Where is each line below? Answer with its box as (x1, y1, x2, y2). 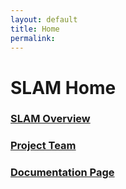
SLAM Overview (10, 112, 91, 126)
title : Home (10, 24, 60, 34)
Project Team (10, 139, 77, 153)
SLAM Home (10, 76, 117, 99)
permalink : (10, 33, 56, 43)
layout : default (10, 14, 78, 25)
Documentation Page (10, 166, 115, 180)
